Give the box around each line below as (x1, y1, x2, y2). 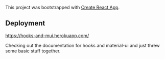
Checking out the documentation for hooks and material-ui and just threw (5, 42, 160, 48)
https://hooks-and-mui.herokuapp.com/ (5, 33, 89, 39)
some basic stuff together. (5, 48, 61, 54)
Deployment (5, 19, 45, 27)
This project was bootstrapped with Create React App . (5, 5, 120, 10)
